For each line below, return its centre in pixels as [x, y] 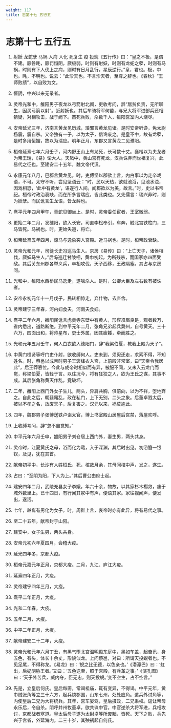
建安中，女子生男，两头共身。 [45, 532]
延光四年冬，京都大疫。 [38, 554]
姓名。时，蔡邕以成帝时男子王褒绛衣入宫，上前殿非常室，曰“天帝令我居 [88, 361]
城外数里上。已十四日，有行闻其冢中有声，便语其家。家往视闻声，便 [85, 493]
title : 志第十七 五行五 [28, 15]
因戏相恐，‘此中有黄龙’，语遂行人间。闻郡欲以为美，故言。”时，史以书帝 [88, 188]
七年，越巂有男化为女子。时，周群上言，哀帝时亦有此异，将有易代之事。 [89, 510]
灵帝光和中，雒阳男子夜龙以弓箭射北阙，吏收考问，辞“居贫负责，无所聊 [88, 104]
